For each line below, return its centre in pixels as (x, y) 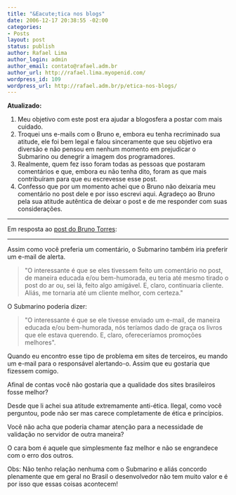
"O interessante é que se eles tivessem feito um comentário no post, (124, 271)
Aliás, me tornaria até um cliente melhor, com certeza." (104, 293)
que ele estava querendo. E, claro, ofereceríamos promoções (113, 335)
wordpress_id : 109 (34, 79)
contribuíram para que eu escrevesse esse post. (87, 179)
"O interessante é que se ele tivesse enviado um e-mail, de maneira (122, 320)
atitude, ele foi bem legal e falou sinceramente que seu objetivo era (115, 142)
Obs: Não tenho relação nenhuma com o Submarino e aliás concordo (107, 469)
